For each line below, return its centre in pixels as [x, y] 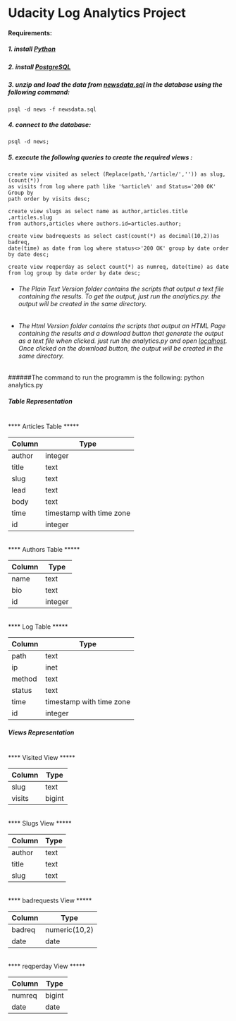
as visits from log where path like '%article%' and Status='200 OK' [112, 187]
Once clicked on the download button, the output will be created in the [120, 348]
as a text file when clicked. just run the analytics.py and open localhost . [123, 341]
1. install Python [32, 49]
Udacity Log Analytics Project [97, 13]
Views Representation [41, 732]
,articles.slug [30, 218]
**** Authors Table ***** [44, 550]
